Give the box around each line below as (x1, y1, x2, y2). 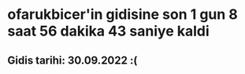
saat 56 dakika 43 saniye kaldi (7, 22, 210, 40)
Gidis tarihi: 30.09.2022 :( (7, 54, 138, 67)
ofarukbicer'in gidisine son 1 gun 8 (7, 6, 238, 24)
